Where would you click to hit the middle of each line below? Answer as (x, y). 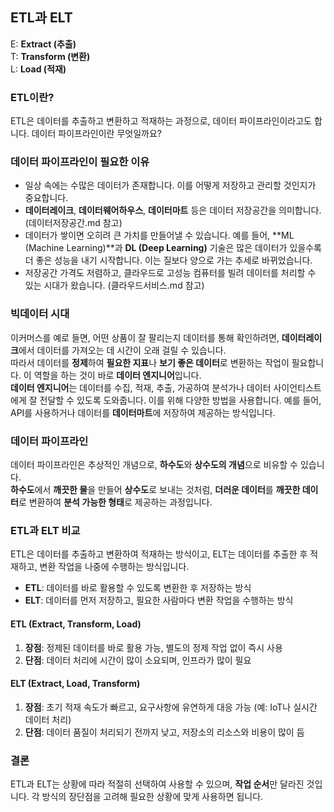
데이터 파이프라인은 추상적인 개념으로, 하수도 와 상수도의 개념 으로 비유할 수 (154, 464)
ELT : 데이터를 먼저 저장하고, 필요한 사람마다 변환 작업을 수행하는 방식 (159, 600)
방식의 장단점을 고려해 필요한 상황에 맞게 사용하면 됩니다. (152, 796)
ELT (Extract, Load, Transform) (75, 684)
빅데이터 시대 (40, 314)
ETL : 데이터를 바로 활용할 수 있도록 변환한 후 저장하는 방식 (138, 588)
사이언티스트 (297, 387)
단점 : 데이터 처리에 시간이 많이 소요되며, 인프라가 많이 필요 (138, 660)
